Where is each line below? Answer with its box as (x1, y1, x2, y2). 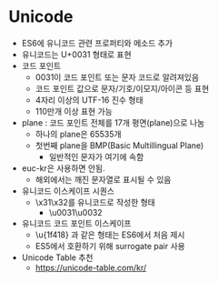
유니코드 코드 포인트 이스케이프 (21, 217, 132, 228)
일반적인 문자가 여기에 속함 (48, 151, 144, 162)
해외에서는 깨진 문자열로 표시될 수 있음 (35, 174, 172, 185)
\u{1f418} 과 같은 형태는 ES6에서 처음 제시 (35, 229, 185, 240)
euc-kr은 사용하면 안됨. (21, 162, 105, 174)
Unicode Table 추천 (21, 252, 94, 263)
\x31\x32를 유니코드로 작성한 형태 (35, 196, 155, 207)
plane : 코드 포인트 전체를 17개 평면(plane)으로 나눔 (21, 116, 205, 128)
